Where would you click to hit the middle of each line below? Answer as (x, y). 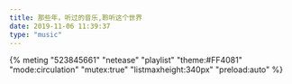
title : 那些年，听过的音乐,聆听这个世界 (76, 18)
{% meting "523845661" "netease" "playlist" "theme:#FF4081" (126, 61)
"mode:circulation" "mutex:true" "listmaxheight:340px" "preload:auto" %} (146, 70)
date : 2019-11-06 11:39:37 (60, 26)
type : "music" (36, 34)
